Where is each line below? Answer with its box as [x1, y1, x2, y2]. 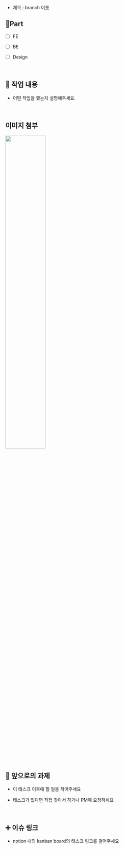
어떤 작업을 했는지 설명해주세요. [12, 94, 76, 101]
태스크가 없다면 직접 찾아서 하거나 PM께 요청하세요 [12, 797, 114, 803]
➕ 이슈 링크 [5, 823, 39, 832]
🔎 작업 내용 [5, 80, 38, 89]
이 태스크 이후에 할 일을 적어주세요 [12, 786, 81, 792]
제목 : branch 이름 [12, 5, 49, 10]
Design [12, 53, 28, 60]
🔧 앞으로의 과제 [5, 771, 50, 780]
